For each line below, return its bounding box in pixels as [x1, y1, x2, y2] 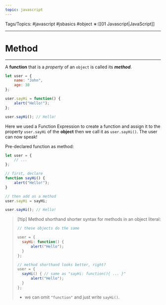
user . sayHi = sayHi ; [5, 199, 48, 203]
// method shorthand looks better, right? [17, 262, 106, 267]
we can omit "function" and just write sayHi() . [24, 294, 120, 300]
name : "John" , [14, 78, 43, 83]
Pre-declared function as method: [5, 143, 74, 149]
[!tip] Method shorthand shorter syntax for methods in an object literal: [17, 216, 161, 222]
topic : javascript [5, 7, 43, 12]
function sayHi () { [5, 176, 45, 181]
